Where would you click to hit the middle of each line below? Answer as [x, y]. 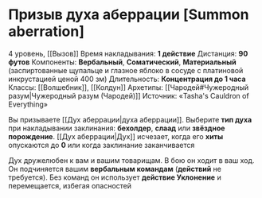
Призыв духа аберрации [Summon [129, 15]
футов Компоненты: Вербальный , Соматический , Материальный [122, 62]
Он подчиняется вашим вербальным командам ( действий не [115, 169]
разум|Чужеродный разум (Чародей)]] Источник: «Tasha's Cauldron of [129, 95]
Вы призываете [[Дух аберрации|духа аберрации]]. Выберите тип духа [130, 119]
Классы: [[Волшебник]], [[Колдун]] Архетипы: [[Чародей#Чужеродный [129, 87]
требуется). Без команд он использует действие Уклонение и [115, 177]
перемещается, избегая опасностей [70, 185]
